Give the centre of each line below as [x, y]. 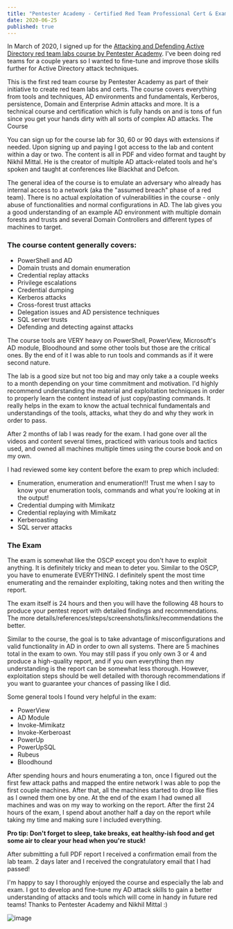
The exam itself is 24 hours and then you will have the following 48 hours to [115, 603]
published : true [31, 26]
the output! [33, 497]
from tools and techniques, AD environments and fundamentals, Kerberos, [113, 97]
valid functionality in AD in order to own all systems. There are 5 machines [113, 646]
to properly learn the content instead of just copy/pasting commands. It [109, 398]
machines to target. [35, 227]
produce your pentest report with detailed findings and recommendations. [113, 611]
